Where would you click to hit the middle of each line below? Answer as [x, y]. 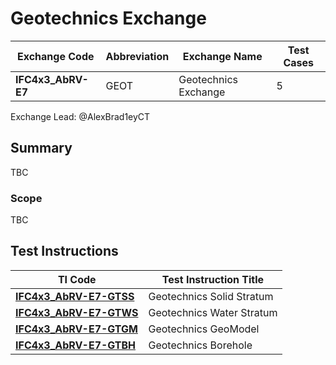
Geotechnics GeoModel [204, 329]
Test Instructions [64, 251]
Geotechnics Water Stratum [213, 312]
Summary [41, 148]
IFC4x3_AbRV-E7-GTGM [76, 329]
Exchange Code [56, 56]
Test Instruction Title [213, 279]
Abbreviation [137, 56]
